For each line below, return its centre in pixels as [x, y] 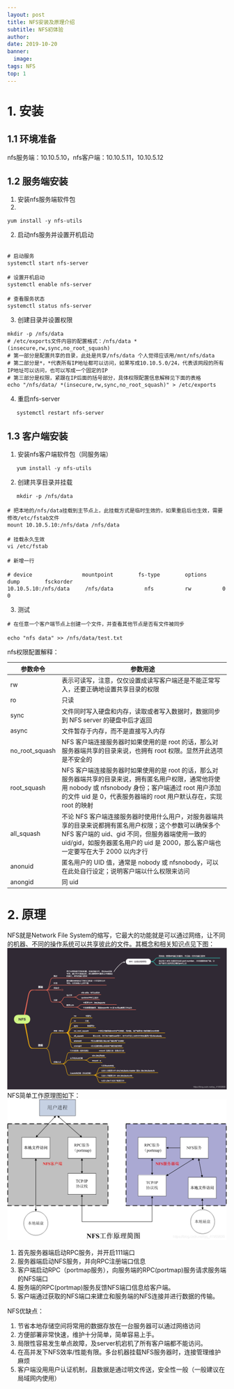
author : [18, 37]
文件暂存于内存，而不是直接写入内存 [114, 730]
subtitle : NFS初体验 [36, 29]
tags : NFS [22, 66]
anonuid [22, 867]
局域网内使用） [39, 1379]
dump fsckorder [40, 582]
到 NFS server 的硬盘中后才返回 [107, 720]
